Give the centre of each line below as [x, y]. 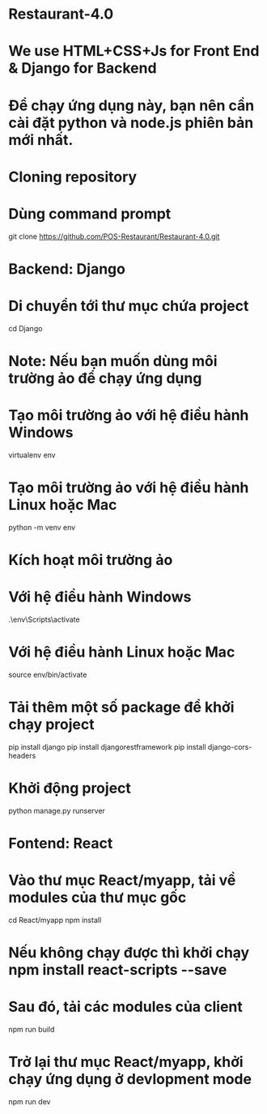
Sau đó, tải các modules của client [125, 1007]
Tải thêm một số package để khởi [121, 707]
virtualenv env [32, 455]
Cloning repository [73, 177]
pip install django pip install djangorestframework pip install [107, 746]
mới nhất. [41, 140]
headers [22, 755]
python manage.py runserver [57, 810]
